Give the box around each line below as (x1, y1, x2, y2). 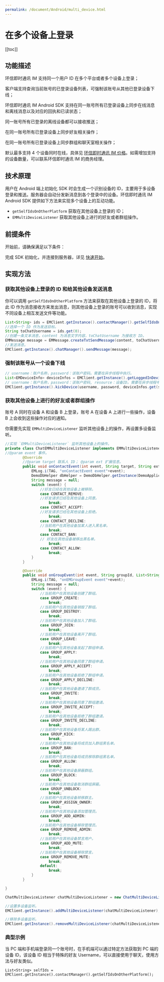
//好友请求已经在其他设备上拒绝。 (40, 510, 99, 514)
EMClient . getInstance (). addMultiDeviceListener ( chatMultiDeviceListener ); (5, 908, 161, 913)
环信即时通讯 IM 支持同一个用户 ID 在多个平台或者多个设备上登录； (5, 75, 139, 81)
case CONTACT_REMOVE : (40, 491, 84, 496)
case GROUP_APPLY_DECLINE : (40, 677, 95, 682)
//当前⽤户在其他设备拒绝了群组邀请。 (40, 714, 106, 719)
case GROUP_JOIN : (40, 623, 76, 628)
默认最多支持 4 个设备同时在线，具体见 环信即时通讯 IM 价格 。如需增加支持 (5, 150, 156, 156)
